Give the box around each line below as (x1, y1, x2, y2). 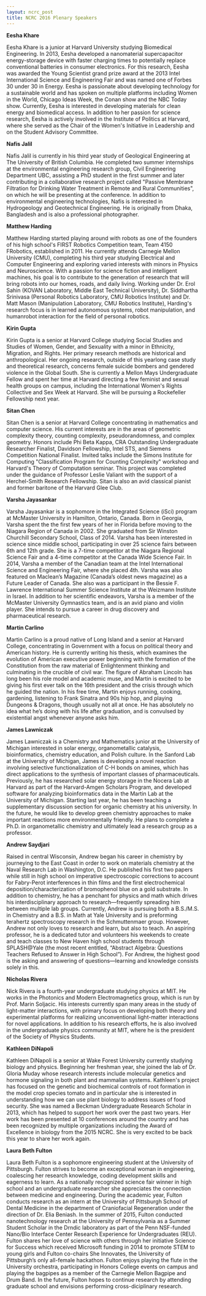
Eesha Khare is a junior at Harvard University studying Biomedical (6, 44, 172, 51)
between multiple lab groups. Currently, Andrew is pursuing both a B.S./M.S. (6, 905, 199, 912)
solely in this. (6, 964, 40, 971)
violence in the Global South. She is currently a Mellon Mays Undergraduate (6, 369, 198, 376)
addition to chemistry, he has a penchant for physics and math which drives (6, 892, 198, 899)
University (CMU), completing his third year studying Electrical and (6, 254, 175, 261)
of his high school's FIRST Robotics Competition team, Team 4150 (6, 240, 173, 248)
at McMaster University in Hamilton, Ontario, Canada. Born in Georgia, (6, 514, 184, 521)
